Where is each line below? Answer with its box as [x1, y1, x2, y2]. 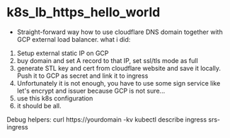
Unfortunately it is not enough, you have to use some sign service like [16, 79, 221, 87]
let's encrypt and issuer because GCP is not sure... [16, 86, 166, 95]
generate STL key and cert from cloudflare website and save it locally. [16, 64, 221, 72]
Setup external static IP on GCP [16, 49, 109, 57]
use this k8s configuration [16, 93, 93, 103]
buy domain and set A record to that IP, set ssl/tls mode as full [16, 56, 199, 64]
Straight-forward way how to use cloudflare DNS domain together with [16, 28, 224, 36]
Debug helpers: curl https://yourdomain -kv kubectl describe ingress [6, 115, 207, 124]
